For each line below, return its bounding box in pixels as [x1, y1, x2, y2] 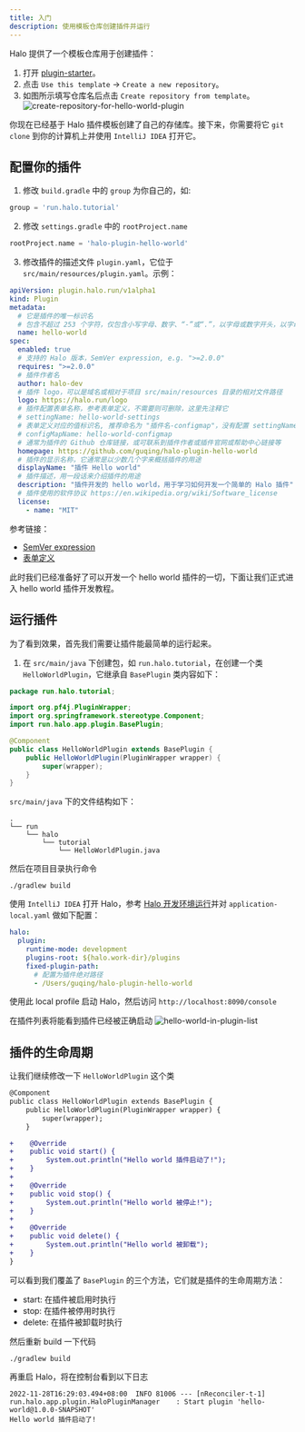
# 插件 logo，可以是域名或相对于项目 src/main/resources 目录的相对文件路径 [17, 387, 283, 396]
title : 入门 [9, 13, 52, 23]
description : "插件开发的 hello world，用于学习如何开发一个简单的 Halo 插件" [17, 481, 294, 490]
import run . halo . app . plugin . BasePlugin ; [9, 720, 165, 730]
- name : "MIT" [25, 505, 79, 514]
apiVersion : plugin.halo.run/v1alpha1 [9, 286, 156, 295]
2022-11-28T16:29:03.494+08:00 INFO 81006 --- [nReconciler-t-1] [9, 1389, 266, 1398]
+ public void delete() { [9, 1232, 120, 1241]
